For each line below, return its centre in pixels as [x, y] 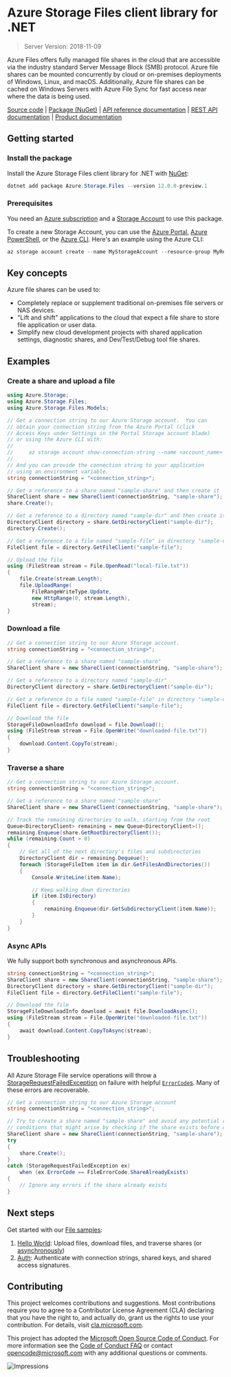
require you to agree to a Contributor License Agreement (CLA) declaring [111, 1310]
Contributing [35, 1286]
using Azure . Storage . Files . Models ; [58, 408]
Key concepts [37, 273]
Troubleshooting [44, 1059]
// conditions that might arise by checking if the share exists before [113, 1128]
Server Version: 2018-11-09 [63, 46]
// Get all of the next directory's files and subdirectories [110, 852]
